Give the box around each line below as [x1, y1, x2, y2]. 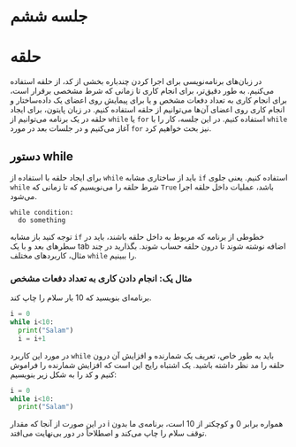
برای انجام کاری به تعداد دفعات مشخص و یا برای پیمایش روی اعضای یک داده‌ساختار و [10, 95, 288, 105]
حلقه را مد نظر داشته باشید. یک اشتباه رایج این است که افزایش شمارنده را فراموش [10, 359, 285, 370]
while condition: [10, 208, 74, 217]
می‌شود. [10, 190, 38, 201]
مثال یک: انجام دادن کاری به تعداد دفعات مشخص [10, 272, 193, 284]
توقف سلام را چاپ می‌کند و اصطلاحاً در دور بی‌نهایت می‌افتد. [10, 428, 207, 439]
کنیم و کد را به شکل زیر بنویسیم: [10, 369, 118, 380]
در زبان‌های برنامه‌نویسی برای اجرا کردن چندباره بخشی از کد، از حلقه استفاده [10, 76, 262, 87]
